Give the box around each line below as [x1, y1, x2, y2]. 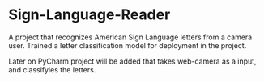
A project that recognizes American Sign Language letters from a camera [8, 32, 253, 42]
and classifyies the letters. [8, 64, 96, 74]
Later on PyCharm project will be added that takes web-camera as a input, [8, 56, 257, 66]
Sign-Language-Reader [8, 6, 171, 24]
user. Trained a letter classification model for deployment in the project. [8, 40, 247, 50]
